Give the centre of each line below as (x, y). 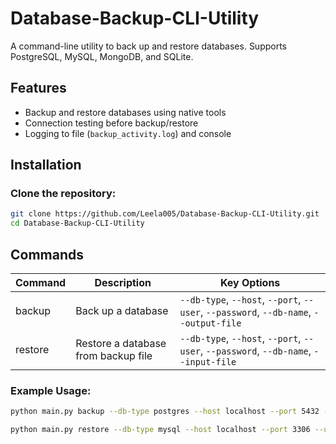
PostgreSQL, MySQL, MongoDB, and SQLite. (102, 56)
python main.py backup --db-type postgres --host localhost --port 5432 (165, 412)
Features (38, 88)
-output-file (210, 323)
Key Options (250, 282)
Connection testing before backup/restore (111, 123)
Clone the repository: (63, 194)
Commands (47, 254)
